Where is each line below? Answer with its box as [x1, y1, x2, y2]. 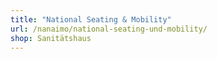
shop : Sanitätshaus [10, 33, 92, 43]
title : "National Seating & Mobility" [10, 14, 172, 25]
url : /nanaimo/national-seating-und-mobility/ [10, 24, 208, 34]
